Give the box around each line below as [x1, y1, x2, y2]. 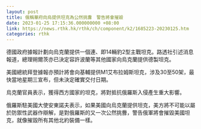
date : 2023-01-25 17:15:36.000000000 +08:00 [6, 20, 119, 26]
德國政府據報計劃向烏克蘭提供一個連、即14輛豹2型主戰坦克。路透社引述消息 [6, 49, 194, 56]
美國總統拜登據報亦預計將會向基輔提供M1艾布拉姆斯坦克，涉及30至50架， [6, 68, 189, 76]
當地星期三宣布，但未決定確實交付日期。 [11, 76, 112, 83]
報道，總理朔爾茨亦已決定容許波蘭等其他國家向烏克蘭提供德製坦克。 [6, 56, 175, 63]
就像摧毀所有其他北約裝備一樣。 [16, 116, 96, 124]
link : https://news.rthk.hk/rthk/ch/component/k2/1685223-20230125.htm [6, 25, 189, 32]
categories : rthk [6, 31, 50, 37]
